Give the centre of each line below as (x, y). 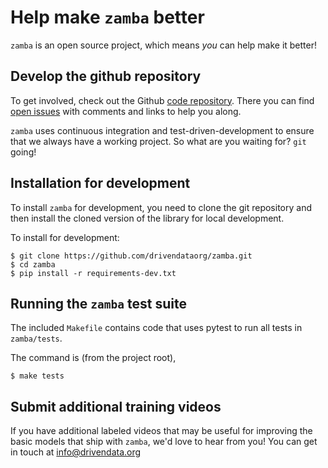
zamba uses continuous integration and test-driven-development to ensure (162, 130)
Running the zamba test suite (98, 303)
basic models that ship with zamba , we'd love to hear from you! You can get (164, 442)
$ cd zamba (33, 264)
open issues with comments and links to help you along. (126, 111)
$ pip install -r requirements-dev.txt (93, 273)
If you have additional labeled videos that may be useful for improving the (161, 431)
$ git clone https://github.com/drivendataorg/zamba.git (131, 256)
